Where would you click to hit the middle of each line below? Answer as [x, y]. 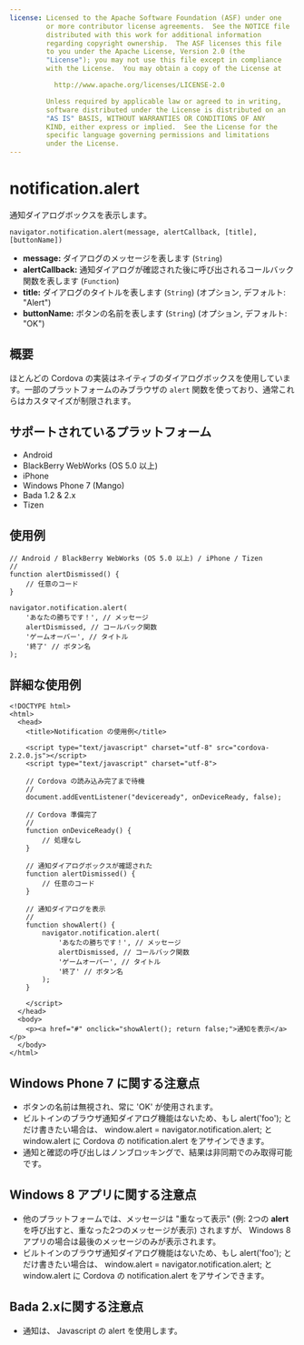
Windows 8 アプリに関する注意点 [103, 1195]
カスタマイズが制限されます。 [80, 400]
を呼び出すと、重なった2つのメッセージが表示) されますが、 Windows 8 [157, 1230]
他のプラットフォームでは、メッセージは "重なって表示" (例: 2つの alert [156, 1219]
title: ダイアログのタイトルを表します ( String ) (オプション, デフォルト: [154, 292]
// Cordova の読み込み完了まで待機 [85, 782]
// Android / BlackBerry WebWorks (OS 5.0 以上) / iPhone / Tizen [136, 559]
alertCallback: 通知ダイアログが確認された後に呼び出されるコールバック [158, 269]
